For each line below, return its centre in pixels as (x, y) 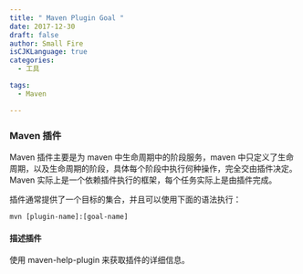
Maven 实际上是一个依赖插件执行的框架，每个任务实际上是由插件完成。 (143, 180)
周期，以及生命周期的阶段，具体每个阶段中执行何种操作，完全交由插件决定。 (153, 168)
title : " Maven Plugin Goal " (67, 18)
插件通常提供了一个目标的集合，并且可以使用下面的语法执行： (125, 199)
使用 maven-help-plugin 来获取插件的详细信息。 (99, 260)
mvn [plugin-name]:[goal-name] (69, 216)
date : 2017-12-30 (42, 26)
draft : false (34, 35)
